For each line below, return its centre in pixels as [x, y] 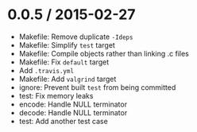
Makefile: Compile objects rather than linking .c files [104, 53]
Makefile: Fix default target [64, 62]
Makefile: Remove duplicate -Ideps [76, 37]
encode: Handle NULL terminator [73, 104]
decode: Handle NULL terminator [73, 112]
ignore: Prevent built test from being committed [97, 87]
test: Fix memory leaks [56, 95]
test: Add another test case [63, 121]
